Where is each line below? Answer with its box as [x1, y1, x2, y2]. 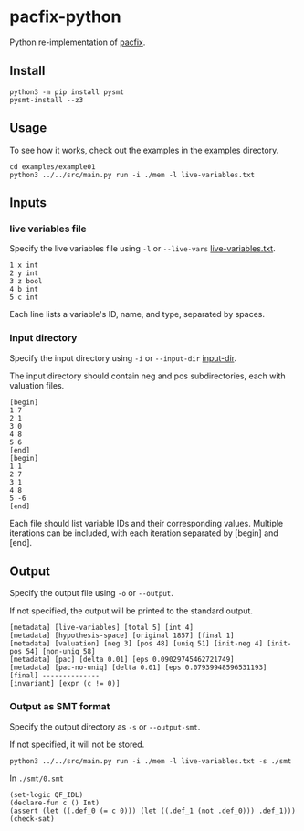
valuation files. [9, 379, 65, 390]
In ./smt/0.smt [9, 772, 64, 783]
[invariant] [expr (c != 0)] [9, 679, 121, 688]
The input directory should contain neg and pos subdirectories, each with [9, 370, 286, 381]
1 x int [9, 261, 39, 271]
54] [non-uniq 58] [26, 647, 96, 656]
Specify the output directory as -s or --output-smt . [9, 720, 201, 732]
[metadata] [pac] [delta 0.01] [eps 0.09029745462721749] [9, 655, 235, 665]
